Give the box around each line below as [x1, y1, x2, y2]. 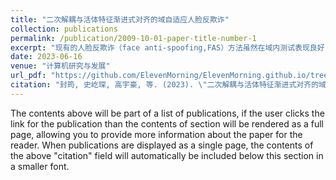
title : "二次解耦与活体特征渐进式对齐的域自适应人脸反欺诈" [10, 14, 230, 25]
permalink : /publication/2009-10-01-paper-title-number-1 [10, 33, 257, 43]
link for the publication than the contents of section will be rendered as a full [10, 117, 324, 130]
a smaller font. [10, 160, 70, 172]
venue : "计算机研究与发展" [10, 61, 111, 71]
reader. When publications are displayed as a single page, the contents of [10, 139, 314, 151]
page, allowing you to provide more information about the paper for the [10, 128, 303, 140]
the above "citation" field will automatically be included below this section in [10, 149, 324, 161]
